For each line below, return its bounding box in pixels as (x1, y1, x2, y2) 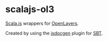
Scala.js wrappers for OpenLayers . (5, 20, 79, 26)
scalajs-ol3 (5, 4, 55, 15)
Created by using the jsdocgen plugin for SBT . (5, 30, 103, 36)
